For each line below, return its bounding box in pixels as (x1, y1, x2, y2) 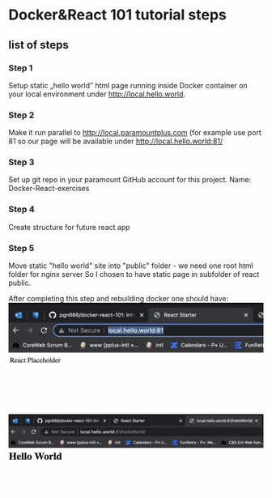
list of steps (8, 38, 69, 52)
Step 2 (8, 109, 35, 121)
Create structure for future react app (8, 222, 131, 232)
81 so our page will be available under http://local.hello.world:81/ (8, 136, 223, 147)
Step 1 (8, 62, 33, 74)
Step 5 (8, 242, 35, 253)
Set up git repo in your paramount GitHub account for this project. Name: (8, 175, 252, 185)
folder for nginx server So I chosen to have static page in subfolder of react (8, 270, 260, 279)
